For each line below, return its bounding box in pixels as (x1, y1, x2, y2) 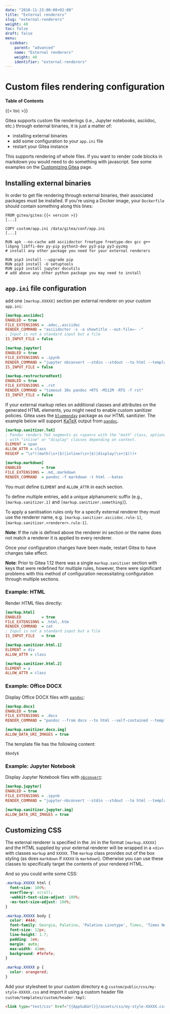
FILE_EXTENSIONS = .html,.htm (5, 619, 69, 624)
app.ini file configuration (5, 284, 87, 293)
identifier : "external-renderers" (14, 59, 87, 64)
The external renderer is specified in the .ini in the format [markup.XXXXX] (5, 840, 157, 846)
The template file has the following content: (5, 741, 96, 747)
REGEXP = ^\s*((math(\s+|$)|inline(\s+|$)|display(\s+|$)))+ (5, 451, 137, 456)
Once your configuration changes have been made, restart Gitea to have (5, 545, 156, 551)
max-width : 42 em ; (10, 946, 47, 951)
